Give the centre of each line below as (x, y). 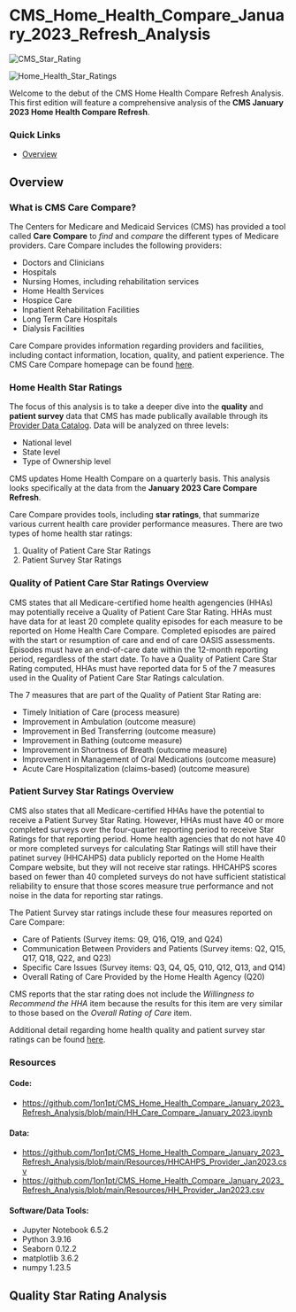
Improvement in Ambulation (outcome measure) (109, 721)
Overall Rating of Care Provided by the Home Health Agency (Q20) (143, 976)
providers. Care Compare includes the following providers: (116, 245)
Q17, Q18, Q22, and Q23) (67, 958)
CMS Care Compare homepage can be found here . (102, 364)
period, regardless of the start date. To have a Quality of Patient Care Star (143, 659)
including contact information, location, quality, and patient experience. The (147, 354)
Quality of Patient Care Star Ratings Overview (109, 583)
